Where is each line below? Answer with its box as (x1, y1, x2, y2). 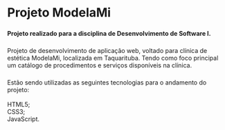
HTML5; (7, 100, 30, 108)
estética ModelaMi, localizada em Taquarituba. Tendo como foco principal (7, 54, 219, 63)
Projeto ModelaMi (7, 5, 111, 21)
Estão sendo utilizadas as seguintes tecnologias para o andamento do (7, 78, 207, 87)
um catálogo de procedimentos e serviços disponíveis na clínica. (7, 61, 192, 69)
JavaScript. (7, 115, 40, 123)
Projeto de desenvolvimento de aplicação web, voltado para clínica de (7, 47, 208, 55)
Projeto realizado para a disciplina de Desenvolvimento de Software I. (7, 30, 211, 38)
